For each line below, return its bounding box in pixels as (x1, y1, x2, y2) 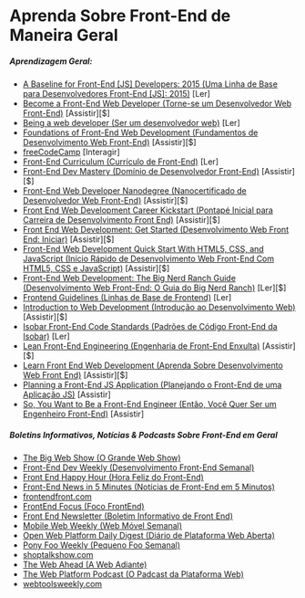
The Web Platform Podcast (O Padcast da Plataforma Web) (22, 569, 244, 580)
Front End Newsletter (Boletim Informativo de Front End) (22, 510, 234, 521)
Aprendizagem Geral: (9, 56, 93, 67)
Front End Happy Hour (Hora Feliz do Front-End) (22, 472, 205, 483)
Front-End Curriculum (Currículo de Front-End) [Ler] (22, 156, 219, 167)
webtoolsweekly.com (22, 579, 103, 590)
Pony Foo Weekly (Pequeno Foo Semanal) (22, 540, 180, 551)
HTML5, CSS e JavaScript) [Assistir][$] (22, 263, 170, 274)
